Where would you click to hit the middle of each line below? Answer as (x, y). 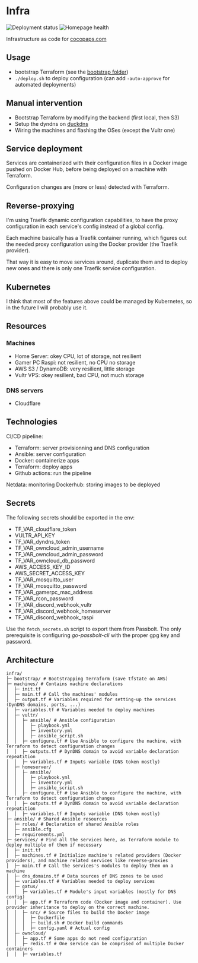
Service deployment (44, 149)
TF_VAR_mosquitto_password (51, 585)
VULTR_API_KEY (35, 535)
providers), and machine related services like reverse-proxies (87, 861)
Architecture (30, 660)
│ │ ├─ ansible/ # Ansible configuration (61, 720)
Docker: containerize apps (47, 460)
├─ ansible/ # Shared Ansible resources (57, 819)
